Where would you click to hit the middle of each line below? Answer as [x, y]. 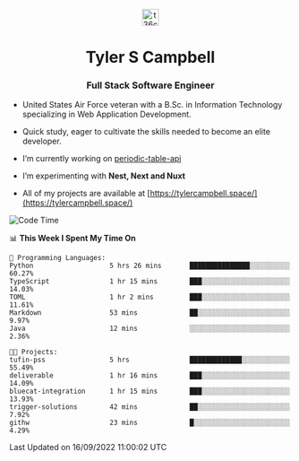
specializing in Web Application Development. [107, 114]
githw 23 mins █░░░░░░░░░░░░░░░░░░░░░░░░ [150, 423]
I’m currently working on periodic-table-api [102, 159]
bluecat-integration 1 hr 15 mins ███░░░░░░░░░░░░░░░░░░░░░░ [150, 391]
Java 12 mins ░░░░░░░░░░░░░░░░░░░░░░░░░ [150, 329]
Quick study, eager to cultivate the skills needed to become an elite [146, 132]
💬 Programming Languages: [57, 258]
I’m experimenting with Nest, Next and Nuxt [104, 176]
